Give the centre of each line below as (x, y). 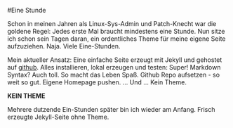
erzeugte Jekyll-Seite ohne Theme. (58, 117)
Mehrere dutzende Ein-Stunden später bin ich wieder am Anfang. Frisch (111, 109)
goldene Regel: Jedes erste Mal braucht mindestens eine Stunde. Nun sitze (116, 31)
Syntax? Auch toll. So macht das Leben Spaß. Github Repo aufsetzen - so (113, 75)
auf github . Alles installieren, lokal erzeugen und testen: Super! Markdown (114, 67)
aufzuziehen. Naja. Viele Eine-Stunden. (64, 46)
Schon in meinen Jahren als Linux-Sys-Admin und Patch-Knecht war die (112, 24)
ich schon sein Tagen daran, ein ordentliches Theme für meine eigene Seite (116, 39)
